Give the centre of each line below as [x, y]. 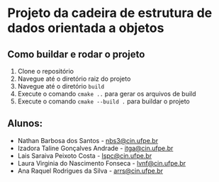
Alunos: [25, 124]
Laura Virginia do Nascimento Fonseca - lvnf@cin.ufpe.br [102, 163]
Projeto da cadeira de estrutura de [110, 13]
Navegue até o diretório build [61, 86]
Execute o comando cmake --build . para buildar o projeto [103, 101]
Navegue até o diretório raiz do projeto [74, 79]
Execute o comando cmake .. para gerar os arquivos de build [107, 94]
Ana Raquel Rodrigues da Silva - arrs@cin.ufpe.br [90, 171]
